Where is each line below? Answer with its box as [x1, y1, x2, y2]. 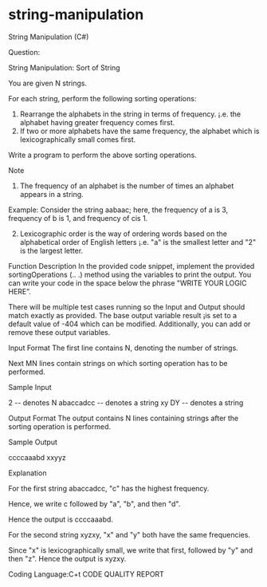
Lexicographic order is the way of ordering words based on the [19, 229, 227, 238]
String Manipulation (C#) [8, 32, 89, 41]
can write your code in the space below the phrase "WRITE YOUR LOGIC [8, 278, 247, 288]
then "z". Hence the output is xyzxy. [8, 554, 127, 563]
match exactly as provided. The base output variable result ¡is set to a [8, 310, 238, 320]
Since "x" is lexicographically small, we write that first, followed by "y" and [8, 545, 253, 555]
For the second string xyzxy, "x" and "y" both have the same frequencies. [8, 530, 251, 539]
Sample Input [8, 382, 52, 392]
